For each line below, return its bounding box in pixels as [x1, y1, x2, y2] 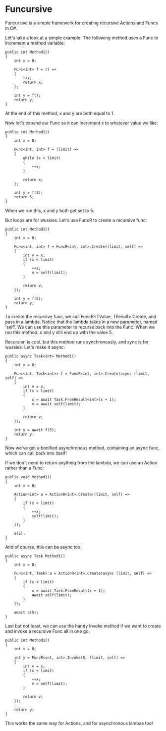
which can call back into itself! [5, 450, 67, 456]
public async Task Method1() [5, 554, 65, 559]
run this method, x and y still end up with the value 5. [5, 329, 113, 335]
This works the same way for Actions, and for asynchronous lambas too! [5, 720, 153, 726]
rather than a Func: [5, 465, 44, 471]
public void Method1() [5, 474, 52, 479]
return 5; [14, 194, 35, 199]
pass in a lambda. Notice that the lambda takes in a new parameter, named [5, 319, 158, 325]
